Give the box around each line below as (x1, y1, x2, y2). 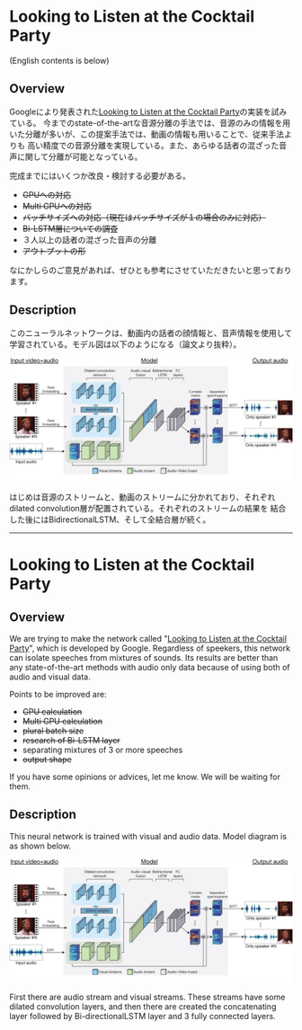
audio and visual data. (9, 671, 92, 682)
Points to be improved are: (9, 689, 107, 700)
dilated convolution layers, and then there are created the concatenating (9, 1001, 277, 1012)
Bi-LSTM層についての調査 (22, 223, 119, 234)
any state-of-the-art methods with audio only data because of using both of (9, 662, 290, 673)
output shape (22, 754, 72, 765)
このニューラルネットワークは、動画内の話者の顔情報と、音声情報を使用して (9, 327, 293, 338)
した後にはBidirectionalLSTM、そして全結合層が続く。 (9, 514, 211, 525)
